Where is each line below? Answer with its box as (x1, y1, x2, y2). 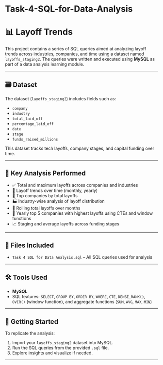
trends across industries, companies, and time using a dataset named (5, 51, 144, 57)
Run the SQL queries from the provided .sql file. (12, 345, 109, 351)
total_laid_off (12, 116, 43, 121)
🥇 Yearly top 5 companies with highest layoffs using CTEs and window (12, 210, 153, 216)
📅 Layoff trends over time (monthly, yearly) (12, 188, 98, 193)
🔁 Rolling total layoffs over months (12, 205, 81, 211)
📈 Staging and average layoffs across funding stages (12, 221, 120, 226)
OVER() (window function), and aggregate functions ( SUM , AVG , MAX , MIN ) (12, 299, 152, 305)
